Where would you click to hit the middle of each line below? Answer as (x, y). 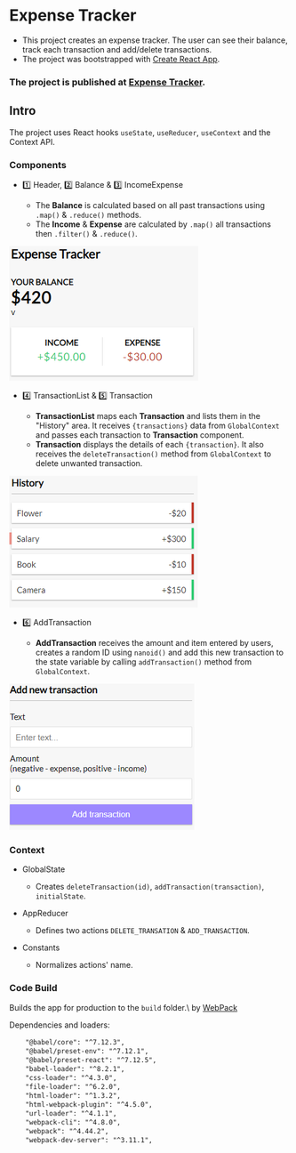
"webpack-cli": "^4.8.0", (73, 1122)
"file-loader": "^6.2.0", (73, 1086)
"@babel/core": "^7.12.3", (75, 1042)
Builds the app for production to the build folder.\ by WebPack (124, 1007)
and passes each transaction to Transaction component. (140, 435)
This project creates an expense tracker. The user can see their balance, (155, 40)
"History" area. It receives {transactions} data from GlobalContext (157, 425)
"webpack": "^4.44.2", (67, 1131)
